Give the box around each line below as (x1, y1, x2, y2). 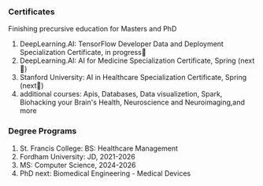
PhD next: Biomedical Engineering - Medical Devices (19, 168, 191, 178)
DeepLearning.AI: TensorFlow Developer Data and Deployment (19, 39, 224, 49)
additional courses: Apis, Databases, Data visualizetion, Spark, (19, 89, 223, 99)
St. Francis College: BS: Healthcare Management (19, 144, 179, 153)
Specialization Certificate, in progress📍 (19, 48, 147, 57)
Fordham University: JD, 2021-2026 (19, 151, 136, 161)
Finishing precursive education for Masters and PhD (8, 24, 177, 34)
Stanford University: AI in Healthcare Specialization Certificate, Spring (19, 73, 247, 82)
